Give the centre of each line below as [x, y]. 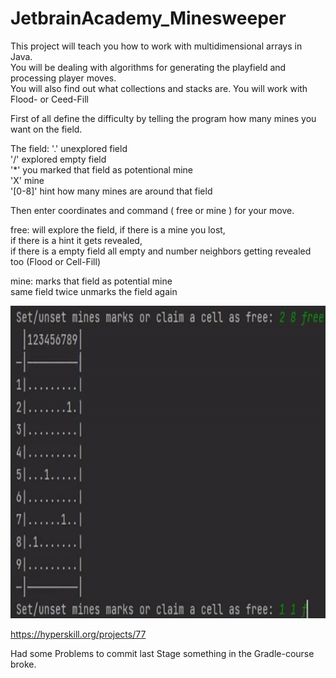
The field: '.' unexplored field [69, 148]
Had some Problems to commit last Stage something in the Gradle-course [162, 653]
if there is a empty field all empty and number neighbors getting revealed [161, 251]
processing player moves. [63, 78]
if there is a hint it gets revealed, [76, 240]
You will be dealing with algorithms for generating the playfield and [148, 67]
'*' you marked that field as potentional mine [102, 169]
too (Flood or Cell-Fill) [55, 261]
